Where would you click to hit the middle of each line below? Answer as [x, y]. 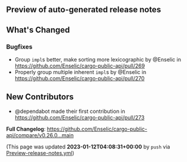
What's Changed [38, 30]
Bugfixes [19, 47]
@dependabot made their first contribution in [70, 111]
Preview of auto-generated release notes [84, 10]
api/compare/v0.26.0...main [40, 135]
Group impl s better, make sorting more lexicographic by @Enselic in [98, 60]
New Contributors [40, 97]
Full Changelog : [26, 129]
